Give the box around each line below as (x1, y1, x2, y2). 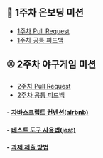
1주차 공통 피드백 (16, 35, 64, 44)
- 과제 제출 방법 (6, 143, 49, 152)
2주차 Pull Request (16, 81, 71, 90)
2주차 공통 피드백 (16, 91, 65, 99)
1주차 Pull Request (16, 27, 70, 35)
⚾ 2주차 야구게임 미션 (6, 59, 97, 71)
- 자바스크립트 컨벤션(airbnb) (6, 108, 89, 117)
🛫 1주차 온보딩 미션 (6, 6, 84, 19)
